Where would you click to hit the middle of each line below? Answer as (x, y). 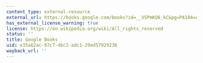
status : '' (20, 34)
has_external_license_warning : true (52, 23)
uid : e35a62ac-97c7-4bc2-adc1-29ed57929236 (62, 46)
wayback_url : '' (27, 51)
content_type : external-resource (48, 12)
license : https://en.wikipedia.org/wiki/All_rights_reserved (85, 28)
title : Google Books (32, 40)
